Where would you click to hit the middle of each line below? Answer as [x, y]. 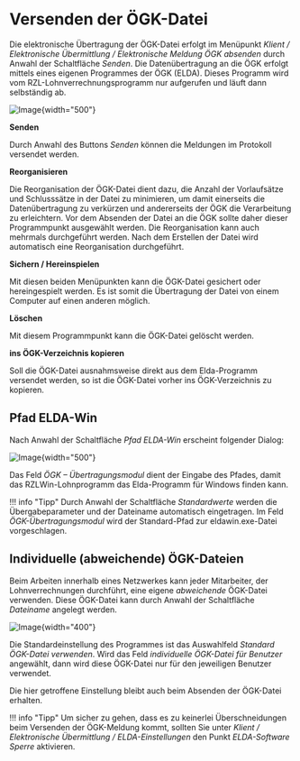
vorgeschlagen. [38, 530]
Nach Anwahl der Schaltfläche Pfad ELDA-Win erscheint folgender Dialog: [147, 440]
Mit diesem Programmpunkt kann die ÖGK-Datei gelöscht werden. [132, 335]
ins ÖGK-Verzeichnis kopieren [67, 353]
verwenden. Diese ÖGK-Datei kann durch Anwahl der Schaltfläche [132, 600]
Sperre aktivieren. [42, 746]
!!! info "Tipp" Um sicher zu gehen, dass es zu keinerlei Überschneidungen [148, 718]
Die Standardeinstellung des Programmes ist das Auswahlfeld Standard [142, 644]
